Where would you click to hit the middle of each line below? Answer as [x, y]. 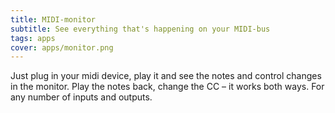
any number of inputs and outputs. [81, 97]
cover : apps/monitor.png [62, 47]
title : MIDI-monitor [53, 19]
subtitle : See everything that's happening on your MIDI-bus [140, 29]
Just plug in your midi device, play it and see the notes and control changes [166, 76]
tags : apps [33, 38]
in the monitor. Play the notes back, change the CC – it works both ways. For [167, 87]
